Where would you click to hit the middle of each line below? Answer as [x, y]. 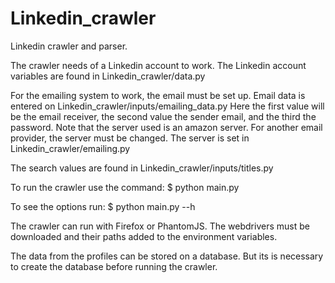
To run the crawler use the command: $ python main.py [125, 187]
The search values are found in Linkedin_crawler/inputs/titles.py [142, 168]
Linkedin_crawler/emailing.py [70, 148]
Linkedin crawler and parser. [69, 46]
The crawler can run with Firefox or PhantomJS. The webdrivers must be [160, 226]
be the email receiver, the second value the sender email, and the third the [163, 116]
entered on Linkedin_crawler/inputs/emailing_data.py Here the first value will [167, 106]
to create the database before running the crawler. [114, 266]
